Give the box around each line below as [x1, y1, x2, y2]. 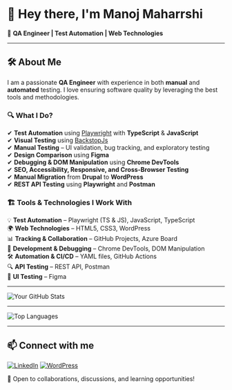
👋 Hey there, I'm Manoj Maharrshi [7, 6, 203, 22]
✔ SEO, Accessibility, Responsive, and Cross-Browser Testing [7, 166, 189, 174]
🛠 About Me [7, 57, 62, 68]
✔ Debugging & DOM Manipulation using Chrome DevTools [7, 158, 180, 166]
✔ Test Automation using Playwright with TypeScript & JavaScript [7, 129, 199, 137]
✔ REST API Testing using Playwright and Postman [7, 180, 155, 188]
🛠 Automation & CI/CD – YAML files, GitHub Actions [7, 252, 157, 261]
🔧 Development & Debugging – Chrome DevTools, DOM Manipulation [7, 244, 205, 253]
